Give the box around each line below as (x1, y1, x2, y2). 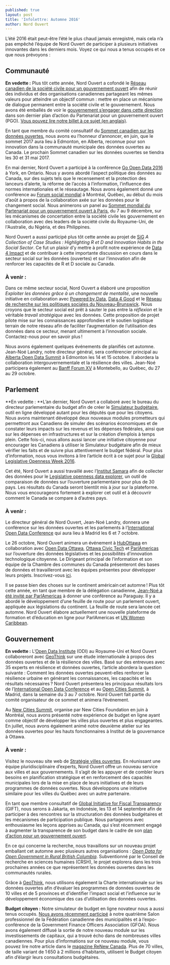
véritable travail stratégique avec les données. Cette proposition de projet (5, 312, 160, 318)
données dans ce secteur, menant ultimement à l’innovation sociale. (5, 328, 147, 335)
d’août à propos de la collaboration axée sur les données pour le (5, 197, 140, 203)
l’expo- (142, 916, 157, 922)
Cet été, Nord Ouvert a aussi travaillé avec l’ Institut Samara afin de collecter (5, 468, 164, 474)
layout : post (5, 12, 33, 17)
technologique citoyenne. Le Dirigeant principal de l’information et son (5, 556, 152, 562)
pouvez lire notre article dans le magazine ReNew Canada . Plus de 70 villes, (5, 943, 164, 949)
